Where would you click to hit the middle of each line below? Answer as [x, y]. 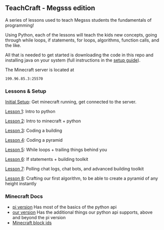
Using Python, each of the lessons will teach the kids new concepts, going [81, 35]
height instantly [21, 184]
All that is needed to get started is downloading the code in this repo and [79, 55]
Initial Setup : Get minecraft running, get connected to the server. [71, 102]
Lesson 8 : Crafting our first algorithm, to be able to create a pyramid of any [82, 178]
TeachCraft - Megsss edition [50, 8]
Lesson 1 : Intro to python [30, 112]
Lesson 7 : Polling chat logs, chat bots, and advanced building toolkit [75, 169]
